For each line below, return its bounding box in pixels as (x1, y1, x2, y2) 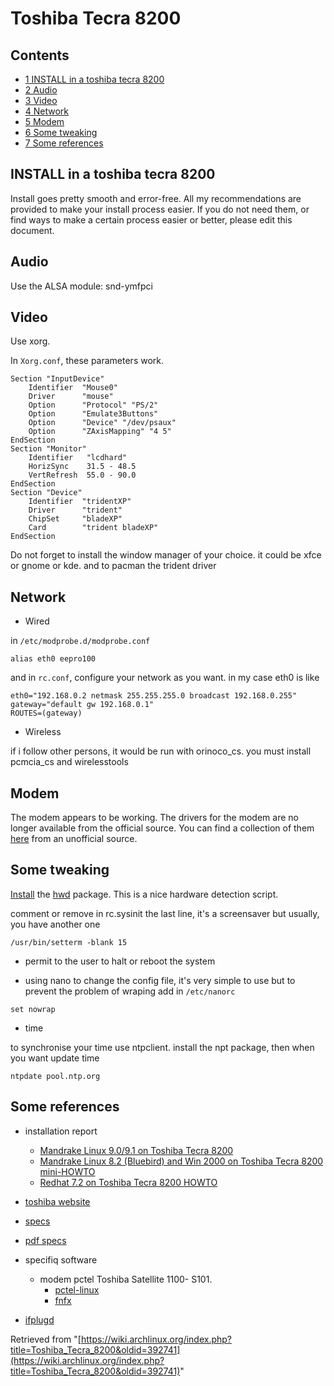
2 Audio (24, 84, 58, 96)
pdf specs (24, 1234, 67, 1246)
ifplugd (24, 1313, 55, 1326)
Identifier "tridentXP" (28, 497, 132, 507)
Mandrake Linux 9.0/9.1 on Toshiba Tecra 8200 (39, 1144, 234, 1156)
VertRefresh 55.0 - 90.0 (28, 470, 137, 481)
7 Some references (24, 137, 104, 149)
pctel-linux (54, 1283, 100, 1296)
